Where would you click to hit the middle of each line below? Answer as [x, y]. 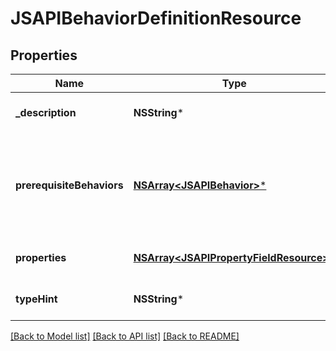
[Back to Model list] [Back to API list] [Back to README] [125, 336]
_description [46, 112]
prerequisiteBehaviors [69, 185]
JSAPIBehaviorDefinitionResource [156, 18]
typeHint [36, 299]
